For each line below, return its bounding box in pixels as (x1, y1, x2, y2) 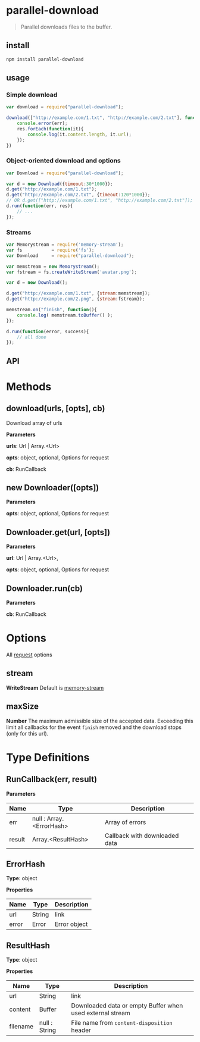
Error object (54, 920, 88, 928)
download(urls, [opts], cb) (6, 403, 105, 414)
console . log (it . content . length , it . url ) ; (27, 132, 132, 137)
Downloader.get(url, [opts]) (6, 527, 111, 537)
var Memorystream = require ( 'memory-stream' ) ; (6, 242, 124, 248)
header (71, 1026, 91, 1034)
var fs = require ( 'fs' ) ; (6, 247, 95, 253)
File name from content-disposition (71, 1019, 173, 1027)
